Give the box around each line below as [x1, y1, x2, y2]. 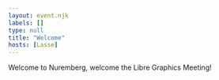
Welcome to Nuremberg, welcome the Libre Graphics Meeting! [8, 63, 212, 72]
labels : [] [8, 19, 44, 27]
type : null [8, 26, 44, 34]
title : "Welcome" [8, 33, 66, 42]
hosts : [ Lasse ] [8, 41, 59, 49]
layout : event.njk [8, 11, 69, 20]
